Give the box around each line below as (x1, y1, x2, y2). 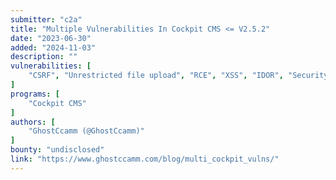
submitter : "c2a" (10, 14, 83, 25)
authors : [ (10, 117, 56, 127)
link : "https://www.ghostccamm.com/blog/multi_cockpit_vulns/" (10, 154, 280, 164)
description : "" (10, 52, 78, 62)
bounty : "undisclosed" (10, 145, 105, 155)
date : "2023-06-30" (10, 33, 92, 43)
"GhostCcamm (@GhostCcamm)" (28, 126, 145, 136)
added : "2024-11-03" (10, 42, 97, 53)
